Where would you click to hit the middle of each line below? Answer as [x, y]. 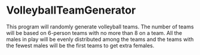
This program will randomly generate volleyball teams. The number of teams [100, 27]
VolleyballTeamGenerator [71, 10]
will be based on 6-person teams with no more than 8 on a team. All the [94, 33]
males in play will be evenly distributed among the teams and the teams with [100, 39]
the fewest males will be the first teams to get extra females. [80, 46]
